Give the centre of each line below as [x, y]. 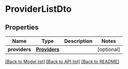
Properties [22, 27]
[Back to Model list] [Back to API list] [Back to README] [62, 62]
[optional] [109, 49]
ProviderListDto [38, 9]
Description [78, 41]
